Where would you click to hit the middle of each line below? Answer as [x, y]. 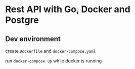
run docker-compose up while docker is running [54, 61]
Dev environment [33, 39]
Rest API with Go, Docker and [68, 9]
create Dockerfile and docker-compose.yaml [51, 51]
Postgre [22, 20]
